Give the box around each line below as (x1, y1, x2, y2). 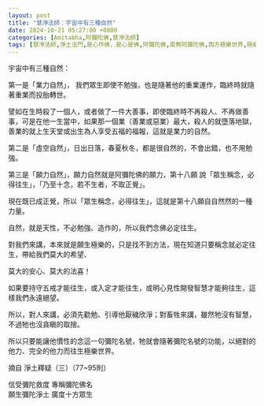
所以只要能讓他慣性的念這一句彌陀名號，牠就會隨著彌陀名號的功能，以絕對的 (8, 337, 256, 346)
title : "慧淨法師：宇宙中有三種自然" (8, 19, 116, 27)
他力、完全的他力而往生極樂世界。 (8, 346, 119, 356)
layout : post (8, 11, 51, 20)
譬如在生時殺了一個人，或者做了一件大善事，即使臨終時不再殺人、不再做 (8, 107, 242, 117)
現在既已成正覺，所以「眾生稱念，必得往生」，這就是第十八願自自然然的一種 (8, 196, 253, 206)
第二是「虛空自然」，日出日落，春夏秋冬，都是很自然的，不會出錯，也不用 (8, 143, 246, 153)
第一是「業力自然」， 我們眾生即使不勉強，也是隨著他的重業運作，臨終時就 (8, 80, 247, 90)
